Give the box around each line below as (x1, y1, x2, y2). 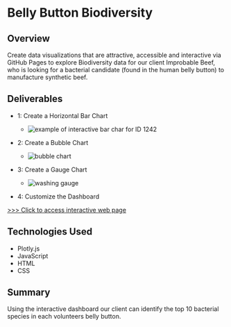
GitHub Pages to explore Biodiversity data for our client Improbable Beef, (7, 58, 216, 67)
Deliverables (7, 93, 63, 105)
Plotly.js (17, 244, 40, 253)
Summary (7, 287, 51, 299)
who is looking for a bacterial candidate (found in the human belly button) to (7, 66, 224, 74)
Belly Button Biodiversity (7, 5, 153, 21)
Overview (7, 33, 51, 44)
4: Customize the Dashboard (17, 192, 99, 201)
